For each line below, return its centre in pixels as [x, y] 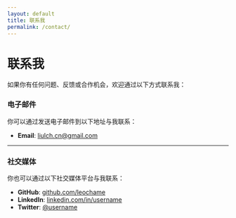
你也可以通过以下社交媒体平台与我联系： [66, 178]
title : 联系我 [26, 20]
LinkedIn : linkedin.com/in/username [70, 199]
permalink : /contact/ [39, 27]
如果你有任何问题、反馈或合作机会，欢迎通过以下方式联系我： [97, 84]
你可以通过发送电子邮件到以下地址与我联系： [72, 121]
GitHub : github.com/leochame [61, 192]
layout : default [31, 14]
